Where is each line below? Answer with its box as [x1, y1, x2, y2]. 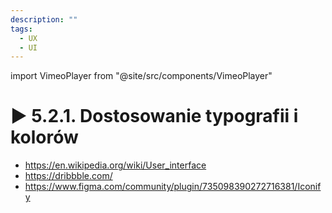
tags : [10, 24, 33, 34]
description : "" [10, 14, 78, 25]
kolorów [10, 126, 79, 149]
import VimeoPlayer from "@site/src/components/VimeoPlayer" [10, 70, 273, 82]
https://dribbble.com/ [24, 170, 113, 182]
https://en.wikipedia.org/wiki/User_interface [24, 159, 207, 171]
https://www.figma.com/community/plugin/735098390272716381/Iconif [24, 181, 322, 193]
